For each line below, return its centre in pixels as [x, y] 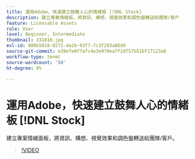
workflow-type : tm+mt [34, 57]
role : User [20, 29]
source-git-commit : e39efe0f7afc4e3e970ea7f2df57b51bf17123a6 [86, 51]
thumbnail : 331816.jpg [35, 40]
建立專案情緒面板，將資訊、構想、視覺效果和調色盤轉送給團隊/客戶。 [92, 138]
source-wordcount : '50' [36, 62]
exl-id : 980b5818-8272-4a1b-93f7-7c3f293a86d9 [66, 46]
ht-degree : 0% [24, 68]
